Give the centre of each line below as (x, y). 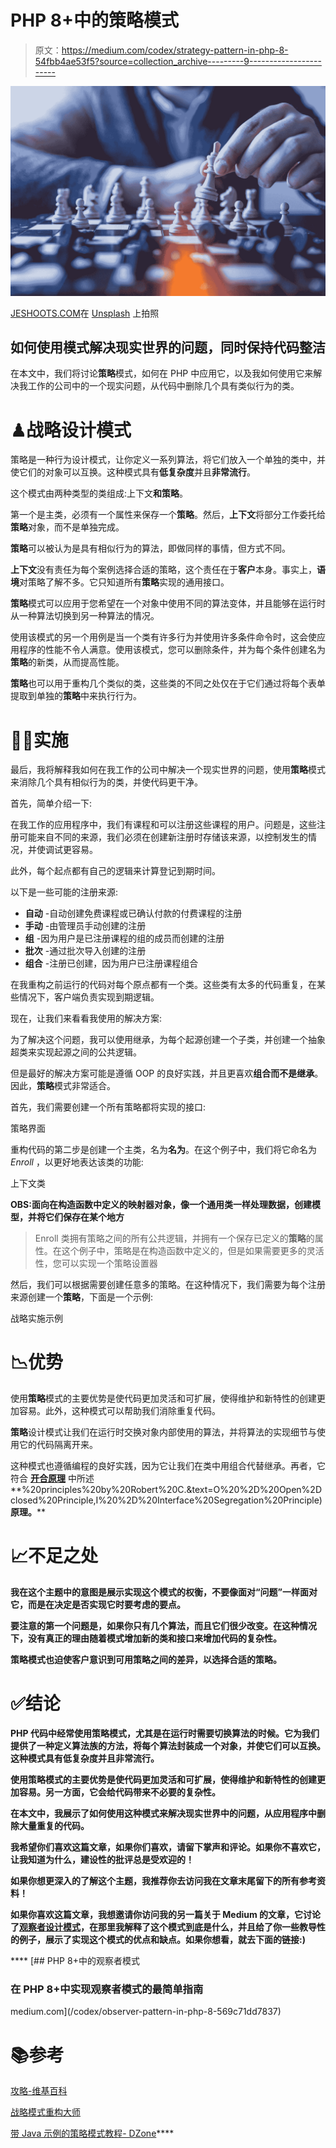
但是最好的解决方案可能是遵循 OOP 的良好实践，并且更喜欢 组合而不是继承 (162, 1073)
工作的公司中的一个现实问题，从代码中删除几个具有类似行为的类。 (163, 386)
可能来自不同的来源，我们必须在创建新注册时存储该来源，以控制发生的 (163, 837)
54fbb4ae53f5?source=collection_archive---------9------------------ (178, 61)
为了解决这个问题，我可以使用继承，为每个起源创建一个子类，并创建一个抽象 (168, 1040)
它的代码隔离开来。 (58, 1445)
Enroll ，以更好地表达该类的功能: (77, 1162)
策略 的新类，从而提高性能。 (67, 662)
